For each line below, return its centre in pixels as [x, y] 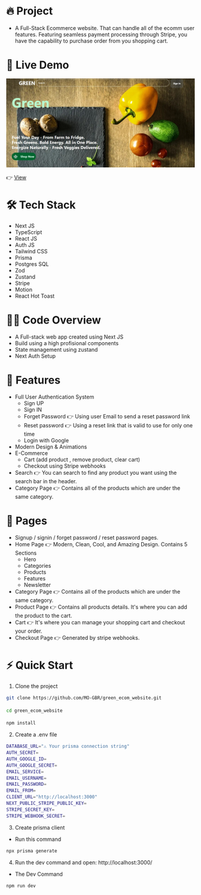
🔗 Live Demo [38, 65]
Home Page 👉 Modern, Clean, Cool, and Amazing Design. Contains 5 [101, 544]
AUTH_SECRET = [22, 753]
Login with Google [46, 440]
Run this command [38, 839]
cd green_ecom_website [34, 710]
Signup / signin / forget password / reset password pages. [86, 537]
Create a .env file [36, 735]
